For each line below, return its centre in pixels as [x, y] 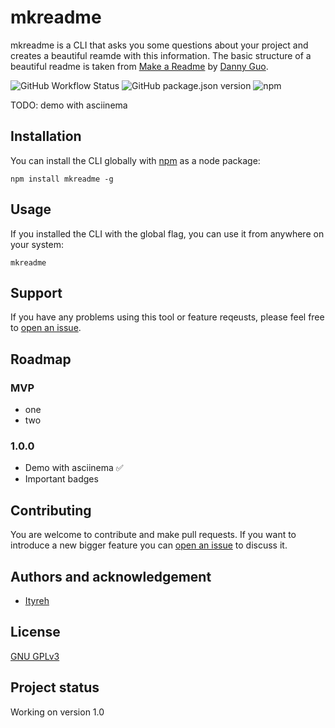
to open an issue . [46, 328]
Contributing [51, 510]
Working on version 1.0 [57, 712]
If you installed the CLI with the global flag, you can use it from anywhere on [167, 233]
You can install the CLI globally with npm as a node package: [135, 160]
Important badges [61, 479]
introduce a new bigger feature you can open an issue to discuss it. [149, 545]
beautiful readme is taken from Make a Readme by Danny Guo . [139, 66]
